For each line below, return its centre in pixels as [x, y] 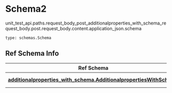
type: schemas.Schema [28, 38]
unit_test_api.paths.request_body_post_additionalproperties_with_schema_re [86, 23]
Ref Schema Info [32, 53]
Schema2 [26, 9]
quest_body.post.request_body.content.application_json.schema [73, 28]
